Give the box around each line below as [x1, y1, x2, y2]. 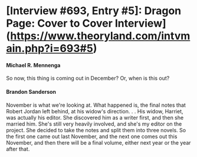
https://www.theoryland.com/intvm [10, 30, 191, 42]
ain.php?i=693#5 [6, 42, 93, 55]
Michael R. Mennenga [6, 61, 61, 68]
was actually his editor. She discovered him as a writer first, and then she [6, 114, 184, 121]
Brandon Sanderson [6, 88, 57, 95]
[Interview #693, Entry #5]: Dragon [6, 4, 182, 18]
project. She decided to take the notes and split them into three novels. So [6, 126, 186, 133]
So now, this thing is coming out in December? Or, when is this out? [6, 75, 170, 82]
